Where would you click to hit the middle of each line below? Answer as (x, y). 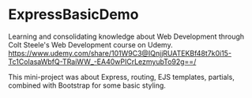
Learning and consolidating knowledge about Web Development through (126, 36)
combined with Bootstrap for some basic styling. (87, 85)
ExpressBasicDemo (73, 15)
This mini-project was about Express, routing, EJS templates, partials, (121, 77)
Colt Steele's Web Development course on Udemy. (90, 44)
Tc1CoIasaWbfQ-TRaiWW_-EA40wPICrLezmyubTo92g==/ (102, 62)
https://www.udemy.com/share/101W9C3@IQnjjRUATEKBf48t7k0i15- (120, 53)
